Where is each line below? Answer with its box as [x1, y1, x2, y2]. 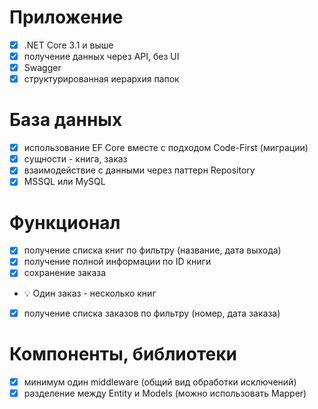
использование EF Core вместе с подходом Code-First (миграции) [23, 142, 309, 154]
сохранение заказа [23, 267, 107, 279]
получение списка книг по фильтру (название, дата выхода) [23, 244, 282, 256]
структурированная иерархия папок [23, 73, 180, 85]
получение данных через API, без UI [23, 51, 180, 62]
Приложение [9, 6, 124, 29]
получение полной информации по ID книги [23, 256, 212, 268]
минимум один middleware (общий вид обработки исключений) [23, 376, 297, 388]
